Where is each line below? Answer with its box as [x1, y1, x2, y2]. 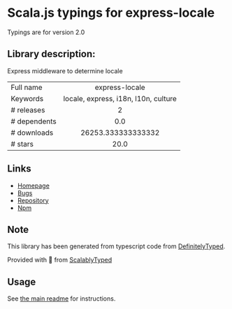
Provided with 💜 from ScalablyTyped [7, 256, 113, 264]
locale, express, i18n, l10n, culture [63, 93, 177, 103]
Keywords [10, 93, 44, 103]
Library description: [7, 48, 96, 60]
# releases [10, 105, 45, 114]
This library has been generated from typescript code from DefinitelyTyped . [7, 242, 226, 250]
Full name [10, 82, 43, 92]
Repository [17, 196, 49, 204]
